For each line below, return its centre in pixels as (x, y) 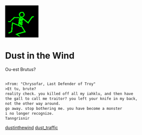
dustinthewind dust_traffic (32, 127)
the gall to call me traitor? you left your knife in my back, (71, 99)
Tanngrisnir (17, 118)
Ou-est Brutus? (20, 69)
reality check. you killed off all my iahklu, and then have (69, 94)
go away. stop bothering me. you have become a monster (64, 108)
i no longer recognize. (30, 113)
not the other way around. (33, 103)
